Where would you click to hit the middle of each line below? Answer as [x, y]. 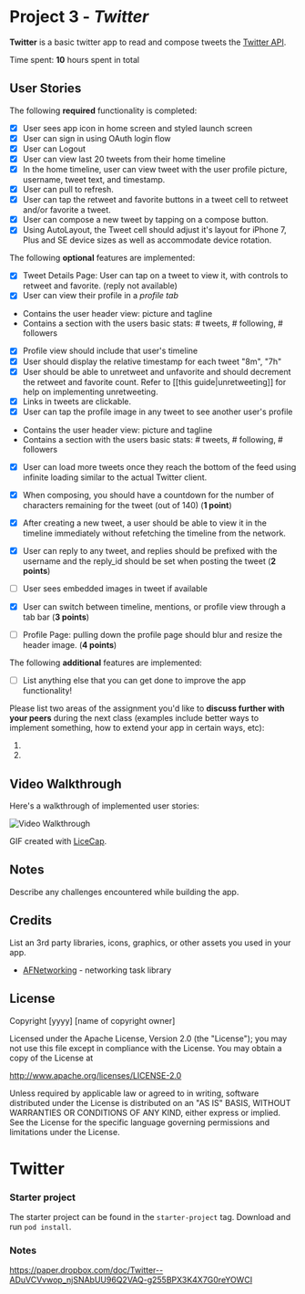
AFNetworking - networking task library [97, 970]
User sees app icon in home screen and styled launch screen [137, 128]
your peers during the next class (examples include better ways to [134, 718]
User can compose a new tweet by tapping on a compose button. [145, 220]
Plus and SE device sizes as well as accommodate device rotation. [147, 240]
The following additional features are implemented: [106, 663]
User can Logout [54, 149]
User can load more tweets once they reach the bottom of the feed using [159, 466]
